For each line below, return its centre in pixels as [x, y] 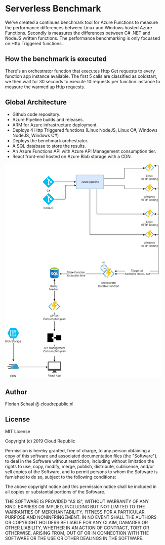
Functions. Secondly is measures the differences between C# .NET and [78, 33]
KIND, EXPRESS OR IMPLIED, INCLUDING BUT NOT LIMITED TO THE [75, 506]
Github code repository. [36, 114]
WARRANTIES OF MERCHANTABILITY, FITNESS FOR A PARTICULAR [75, 512]
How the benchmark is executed [56, 59]
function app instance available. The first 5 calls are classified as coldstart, [81, 76]
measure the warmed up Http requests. [45, 87]
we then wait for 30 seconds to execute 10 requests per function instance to [83, 81]
